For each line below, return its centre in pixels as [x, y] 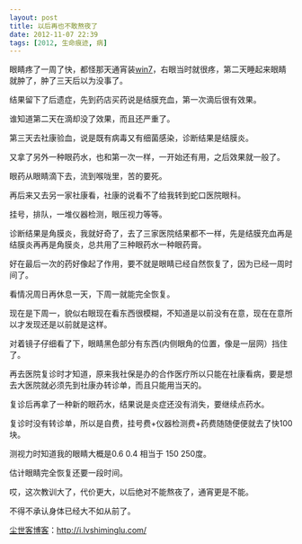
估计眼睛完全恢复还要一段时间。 [68, 473]
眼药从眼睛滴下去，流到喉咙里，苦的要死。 [88, 176]
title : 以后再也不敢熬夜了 [54, 26]
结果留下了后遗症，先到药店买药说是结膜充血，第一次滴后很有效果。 [135, 100]
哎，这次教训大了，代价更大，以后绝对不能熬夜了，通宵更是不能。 [131, 492]
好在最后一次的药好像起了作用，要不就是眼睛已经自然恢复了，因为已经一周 [147, 264]
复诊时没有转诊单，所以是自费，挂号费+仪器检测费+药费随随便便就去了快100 [151, 424]
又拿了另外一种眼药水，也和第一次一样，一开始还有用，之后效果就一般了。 [147, 157]
